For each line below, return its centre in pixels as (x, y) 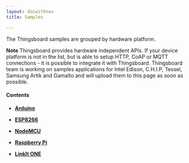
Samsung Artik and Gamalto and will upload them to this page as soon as (95, 75)
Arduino (25, 108)
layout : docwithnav (30, 11)
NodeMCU (28, 131)
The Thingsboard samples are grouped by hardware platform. (81, 39)
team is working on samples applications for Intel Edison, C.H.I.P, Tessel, (94, 69)
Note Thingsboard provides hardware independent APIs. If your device (92, 50)
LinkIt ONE (28, 154)
